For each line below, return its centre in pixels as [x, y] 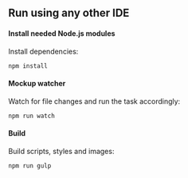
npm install [28, 66]
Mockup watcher [37, 84]
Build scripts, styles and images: [61, 151]
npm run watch [32, 116]
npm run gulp [30, 166]
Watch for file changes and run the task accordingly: [94, 101]
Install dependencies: [43, 51]
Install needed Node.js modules [62, 33]
